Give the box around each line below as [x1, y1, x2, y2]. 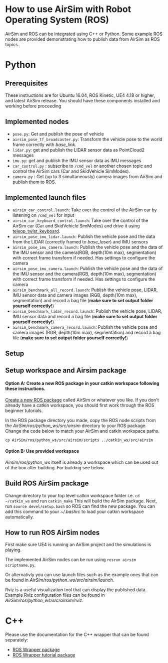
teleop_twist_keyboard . [12, 228, 60, 234]
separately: [5, 637, 28, 643]
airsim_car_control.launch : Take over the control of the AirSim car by [12, 207, 157, 213]
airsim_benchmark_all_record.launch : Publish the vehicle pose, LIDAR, [12, 287, 158, 293]
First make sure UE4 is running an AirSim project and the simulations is [5, 542, 151, 548]
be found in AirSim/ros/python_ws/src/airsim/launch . [5, 577, 114, 583]
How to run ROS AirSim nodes [5, 528, 100, 537]
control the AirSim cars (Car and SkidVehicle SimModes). [12, 168, 130, 174]
